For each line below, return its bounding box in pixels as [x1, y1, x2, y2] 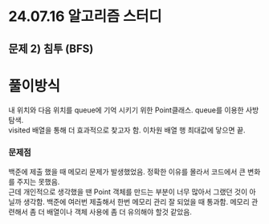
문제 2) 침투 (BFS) [8, 42, 94, 55]
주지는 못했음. [16, 177, 60, 186]
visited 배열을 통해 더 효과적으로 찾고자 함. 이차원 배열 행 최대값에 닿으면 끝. [8, 125, 247, 135]
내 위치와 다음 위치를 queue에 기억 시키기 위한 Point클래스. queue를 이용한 [8, 105, 244, 115]
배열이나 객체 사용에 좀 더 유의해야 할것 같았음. [47, 206, 193, 217]
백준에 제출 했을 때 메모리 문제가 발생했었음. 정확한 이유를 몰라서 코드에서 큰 [8, 166, 247, 177]
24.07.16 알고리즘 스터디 [8, 7, 162, 26]
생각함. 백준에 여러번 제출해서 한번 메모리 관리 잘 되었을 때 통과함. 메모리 [22, 197, 251, 206]
